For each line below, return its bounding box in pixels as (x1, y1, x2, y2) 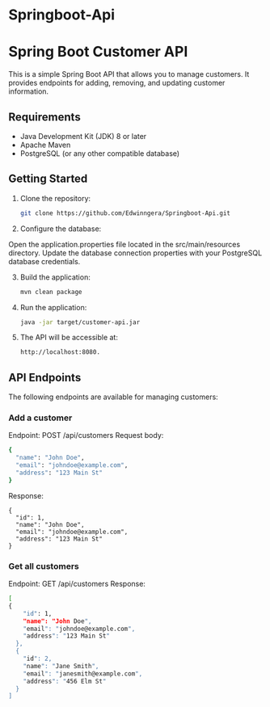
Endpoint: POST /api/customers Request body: (8, 431, 164, 440)
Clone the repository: (19, 193, 91, 203)
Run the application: (19, 302, 87, 312)
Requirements (8, 110, 81, 124)
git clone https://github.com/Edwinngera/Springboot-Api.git (19, 208, 231, 217)
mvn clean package (19, 288, 82, 296)
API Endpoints (8, 370, 82, 385)
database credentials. (8, 256, 81, 266)
